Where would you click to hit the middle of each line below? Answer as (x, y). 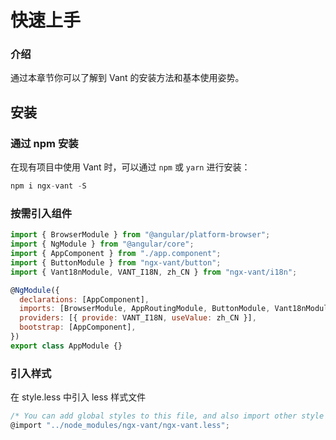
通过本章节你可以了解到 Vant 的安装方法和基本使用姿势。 (127, 78)
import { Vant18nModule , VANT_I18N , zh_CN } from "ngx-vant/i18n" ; (154, 272)
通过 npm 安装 (44, 143)
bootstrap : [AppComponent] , (78, 327)
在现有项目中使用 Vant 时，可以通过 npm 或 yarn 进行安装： (130, 167)
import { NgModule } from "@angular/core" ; (102, 244)
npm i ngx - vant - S (48, 186)
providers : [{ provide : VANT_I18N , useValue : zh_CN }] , (138, 318)
